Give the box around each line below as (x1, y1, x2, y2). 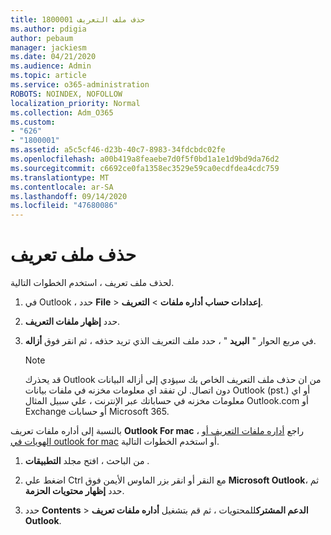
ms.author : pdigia (10, 24, 87, 34)
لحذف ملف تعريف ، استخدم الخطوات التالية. (10, 277, 175, 289)
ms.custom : (10, 117, 56, 127)
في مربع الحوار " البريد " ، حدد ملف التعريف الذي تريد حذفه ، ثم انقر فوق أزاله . (24, 335, 317, 347)
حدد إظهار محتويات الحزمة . (24, 485, 125, 497)
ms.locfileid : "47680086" (10, 201, 118, 211)
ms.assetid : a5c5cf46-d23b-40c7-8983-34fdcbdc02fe (10, 145, 226, 155)
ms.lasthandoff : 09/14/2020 (10, 191, 128, 201)
